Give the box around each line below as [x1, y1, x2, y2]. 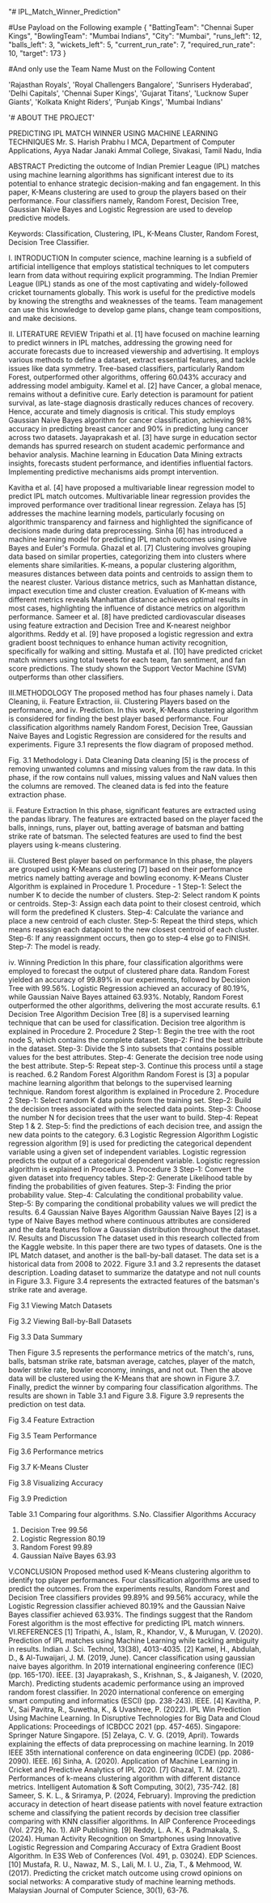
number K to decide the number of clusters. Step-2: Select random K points [8, 890, 260, 899]
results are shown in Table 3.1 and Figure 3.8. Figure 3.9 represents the [8, 1391, 244, 1400]
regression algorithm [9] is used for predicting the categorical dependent [8, 1138, 252, 1148]
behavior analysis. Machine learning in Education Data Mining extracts [8, 450, 243, 459]
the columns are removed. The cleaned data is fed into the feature [8, 782, 229, 791]
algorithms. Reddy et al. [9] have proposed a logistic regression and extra [8, 629, 253, 639]
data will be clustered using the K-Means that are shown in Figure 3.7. [8, 1374, 240, 1383]
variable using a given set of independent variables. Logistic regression [8, 1147, 247, 1156]
